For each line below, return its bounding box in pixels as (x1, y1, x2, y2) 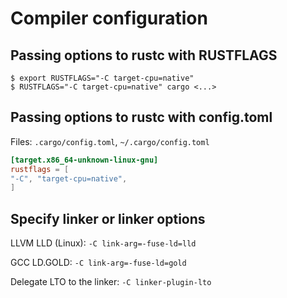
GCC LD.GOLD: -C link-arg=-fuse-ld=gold (10, 257, 187, 269)
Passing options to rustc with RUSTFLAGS (10, 47, 278, 64)
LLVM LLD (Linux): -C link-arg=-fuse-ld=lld (10, 237, 197, 249)
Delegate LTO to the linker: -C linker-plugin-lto (10, 276, 212, 288)
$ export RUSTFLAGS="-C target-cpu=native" (10, 73, 195, 83)
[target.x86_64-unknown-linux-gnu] (10, 155, 159, 165)
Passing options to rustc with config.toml (10, 109, 273, 126)
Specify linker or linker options (10, 210, 206, 227)
